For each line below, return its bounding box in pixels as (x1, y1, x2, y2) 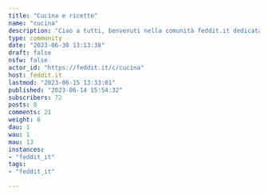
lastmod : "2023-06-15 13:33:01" (8, 78, 116, 86)
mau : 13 (8, 137, 34, 146)
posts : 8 (8, 101, 37, 109)
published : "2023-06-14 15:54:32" (8, 86, 124, 94)
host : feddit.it (8, 71, 62, 79)
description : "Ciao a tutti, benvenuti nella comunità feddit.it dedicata (8, 26, 262, 34)
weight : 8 (8, 116, 41, 124)
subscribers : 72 (8, 94, 62, 101)
